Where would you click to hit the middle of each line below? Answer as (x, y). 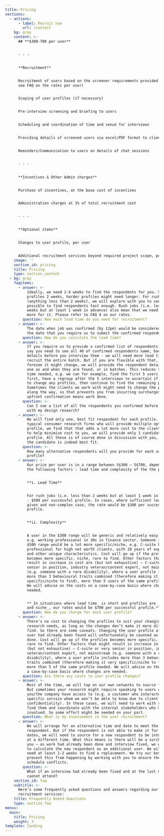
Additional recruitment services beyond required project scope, (86, 256)
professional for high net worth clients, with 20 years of (89, 549)
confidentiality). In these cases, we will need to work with (91, 703)
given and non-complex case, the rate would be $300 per (86, 505)
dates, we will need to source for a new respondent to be (88, 735)
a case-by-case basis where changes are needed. (77, 671)
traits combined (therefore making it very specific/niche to (91, 662)
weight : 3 (24, 822)
